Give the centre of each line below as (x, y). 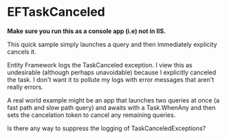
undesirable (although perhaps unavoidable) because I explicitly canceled (112, 72)
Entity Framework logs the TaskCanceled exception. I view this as (100, 65)
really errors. (25, 87)
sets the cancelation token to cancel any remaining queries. (91, 115)
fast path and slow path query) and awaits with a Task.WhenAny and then (112, 107)
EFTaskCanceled (56, 12)
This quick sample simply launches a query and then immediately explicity (112, 44)
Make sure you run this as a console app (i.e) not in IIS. (87, 31)
